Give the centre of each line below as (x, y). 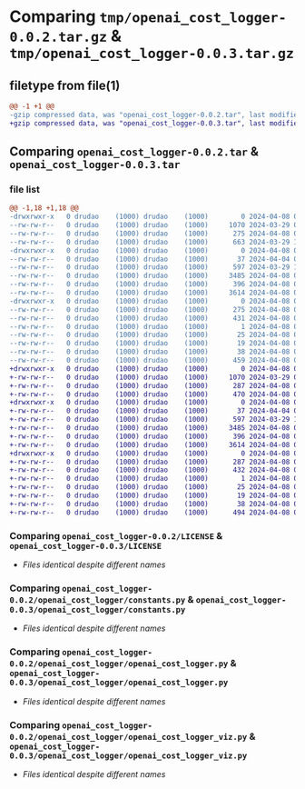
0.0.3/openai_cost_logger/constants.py (98, 609)
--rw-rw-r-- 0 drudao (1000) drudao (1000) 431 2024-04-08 (150, 318)
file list (25, 189)
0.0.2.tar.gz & (66, 36)
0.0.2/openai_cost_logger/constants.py (98, 600)
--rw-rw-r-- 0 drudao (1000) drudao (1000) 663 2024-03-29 (150, 242)
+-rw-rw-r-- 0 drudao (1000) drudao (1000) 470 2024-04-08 (150, 394)
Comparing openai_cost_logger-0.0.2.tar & (134, 152)
